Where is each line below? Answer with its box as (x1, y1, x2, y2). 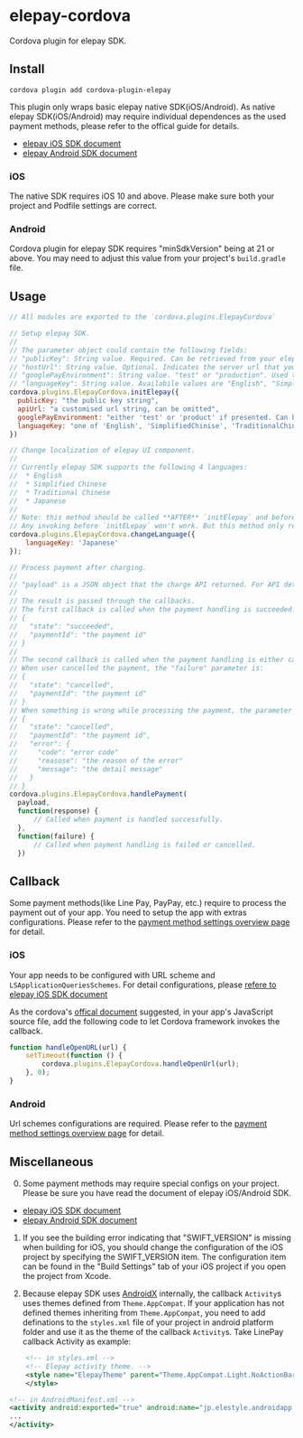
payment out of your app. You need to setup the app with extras (9, 907, 247, 918)
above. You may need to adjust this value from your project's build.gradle (9, 253, 286, 264)
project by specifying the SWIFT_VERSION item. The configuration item (22, 1252, 287, 1262)
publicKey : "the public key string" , (17, 397, 160, 406)
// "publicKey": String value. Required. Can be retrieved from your (9, 354, 277, 363)
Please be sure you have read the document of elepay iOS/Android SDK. (22, 1188, 291, 1198)
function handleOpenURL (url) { (9, 1042, 127, 1052)
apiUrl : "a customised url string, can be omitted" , (17, 404, 220, 414)
